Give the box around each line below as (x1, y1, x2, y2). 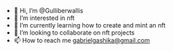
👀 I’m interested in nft (13, 14, 75, 22)
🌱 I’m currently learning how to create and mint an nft (13, 21, 166, 29)
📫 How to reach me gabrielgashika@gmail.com (13, 37, 150, 44)
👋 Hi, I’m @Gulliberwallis (13, 7, 84, 14)
